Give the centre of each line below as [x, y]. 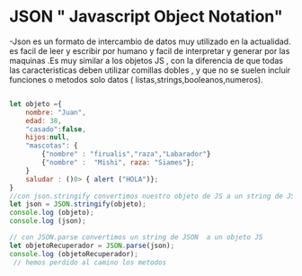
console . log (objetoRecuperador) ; [74, 254]
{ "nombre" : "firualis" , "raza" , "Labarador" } [126, 155]
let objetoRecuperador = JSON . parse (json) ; [92, 245]
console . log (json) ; [48, 221]
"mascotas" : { [52, 146]
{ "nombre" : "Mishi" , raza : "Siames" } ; [118, 163]
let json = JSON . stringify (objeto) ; [78, 204]
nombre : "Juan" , [56, 112]
